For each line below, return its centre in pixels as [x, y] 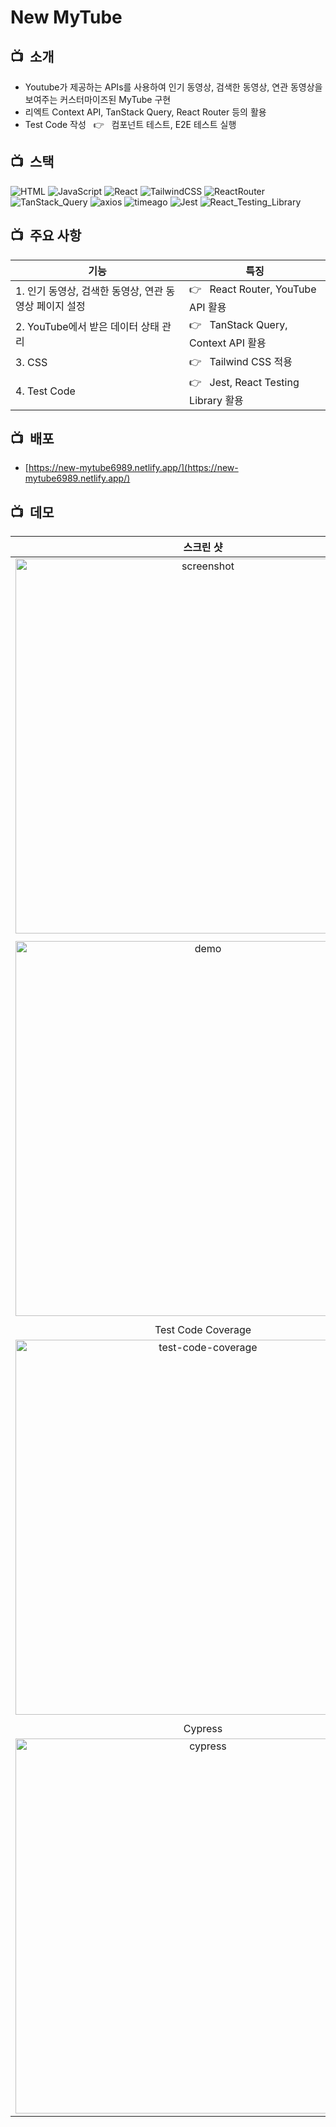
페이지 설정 [61, 306]
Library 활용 [216, 400]
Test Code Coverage [203, 1330]
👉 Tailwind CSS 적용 [241, 361]
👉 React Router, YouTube [253, 289]
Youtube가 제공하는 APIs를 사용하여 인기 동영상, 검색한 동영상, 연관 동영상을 [173, 87]
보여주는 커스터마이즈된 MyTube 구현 [98, 99]
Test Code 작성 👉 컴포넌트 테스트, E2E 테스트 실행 [130, 124]
